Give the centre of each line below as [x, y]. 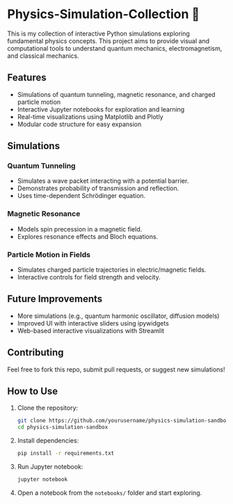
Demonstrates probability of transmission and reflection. [98, 188]
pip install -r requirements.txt [66, 453]
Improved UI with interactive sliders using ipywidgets [93, 323]
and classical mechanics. [43, 56]
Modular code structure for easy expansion [79, 124]
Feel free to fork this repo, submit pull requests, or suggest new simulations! [116, 369]
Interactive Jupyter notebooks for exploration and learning [101, 109]
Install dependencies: [48, 441]
